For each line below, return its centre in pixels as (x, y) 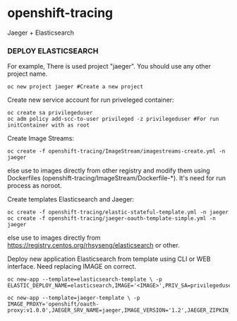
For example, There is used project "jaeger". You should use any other (109, 66)
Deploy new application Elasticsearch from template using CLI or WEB (109, 259)
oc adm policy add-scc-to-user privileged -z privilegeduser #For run (113, 119)
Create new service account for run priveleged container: (91, 100)
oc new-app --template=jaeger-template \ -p (74, 298)
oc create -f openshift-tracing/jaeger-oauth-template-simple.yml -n (112, 218)
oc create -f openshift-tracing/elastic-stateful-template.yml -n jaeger (118, 212)
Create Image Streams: (41, 139)
